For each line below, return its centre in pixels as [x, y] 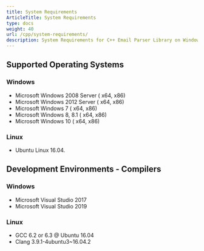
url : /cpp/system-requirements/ [47, 35]
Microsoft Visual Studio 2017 [51, 200]
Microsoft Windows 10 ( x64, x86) [57, 121]
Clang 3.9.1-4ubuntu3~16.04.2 [53, 241]
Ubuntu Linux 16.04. [40, 150]
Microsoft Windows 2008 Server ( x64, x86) [70, 95]
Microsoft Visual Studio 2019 [51, 206]
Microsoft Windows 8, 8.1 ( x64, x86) [61, 115]
